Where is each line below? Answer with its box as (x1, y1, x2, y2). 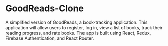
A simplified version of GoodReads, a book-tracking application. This (5, 19, 148, 25)
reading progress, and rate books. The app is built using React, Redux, (5, 30, 151, 36)
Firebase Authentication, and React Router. (5, 35, 94, 41)
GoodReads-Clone (5, 3, 85, 14)
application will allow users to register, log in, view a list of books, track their (5, 24, 163, 30)
